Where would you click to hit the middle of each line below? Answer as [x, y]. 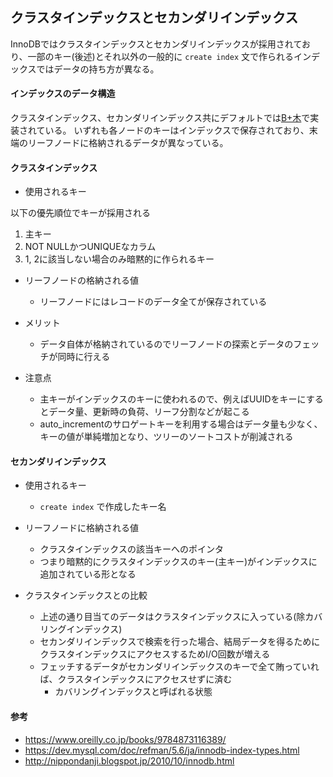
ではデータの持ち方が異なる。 [98, 69]
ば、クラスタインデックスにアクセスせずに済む [136, 679]
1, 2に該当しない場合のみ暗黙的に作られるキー [119, 259]
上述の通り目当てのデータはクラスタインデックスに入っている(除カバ [181, 617]
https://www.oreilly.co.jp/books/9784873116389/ [125, 739]
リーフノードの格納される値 [81, 280]
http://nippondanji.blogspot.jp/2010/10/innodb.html [129, 760]
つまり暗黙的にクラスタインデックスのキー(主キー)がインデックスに [178, 562]
